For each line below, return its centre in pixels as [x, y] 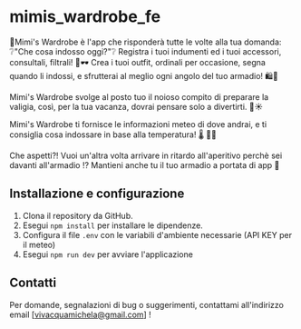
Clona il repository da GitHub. [78, 215]
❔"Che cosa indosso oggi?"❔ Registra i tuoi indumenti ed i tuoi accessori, [146, 51]
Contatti [33, 283]
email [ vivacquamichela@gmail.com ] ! [80, 314]
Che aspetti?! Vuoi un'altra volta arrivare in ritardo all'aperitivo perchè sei [146, 155]
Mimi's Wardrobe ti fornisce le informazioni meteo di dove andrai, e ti [138, 124]
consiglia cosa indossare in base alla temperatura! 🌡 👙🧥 [113, 135]
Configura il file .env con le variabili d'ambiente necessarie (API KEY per [157, 234]
